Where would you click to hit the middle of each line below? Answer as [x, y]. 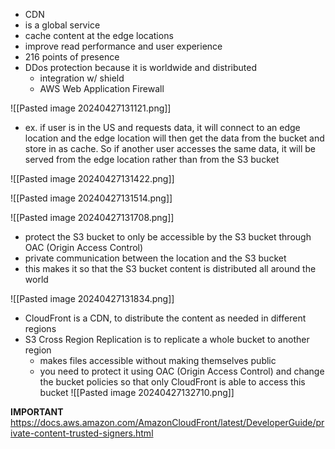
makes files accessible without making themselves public [158, 360]
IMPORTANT [37, 412]
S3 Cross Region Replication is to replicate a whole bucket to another [167, 339]
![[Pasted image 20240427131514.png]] [91, 198]
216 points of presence [72, 57]
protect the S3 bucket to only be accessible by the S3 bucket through [168, 237]
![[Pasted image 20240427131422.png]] [92, 178]
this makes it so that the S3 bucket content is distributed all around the [170, 268]
